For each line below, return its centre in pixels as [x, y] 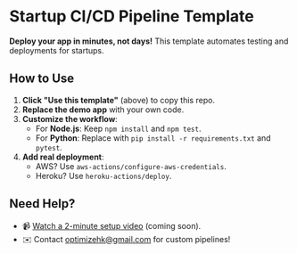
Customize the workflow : [70, 118]
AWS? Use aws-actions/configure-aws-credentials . [131, 166]
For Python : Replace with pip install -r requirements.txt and [153, 138]
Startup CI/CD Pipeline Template [132, 16]
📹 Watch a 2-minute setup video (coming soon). [111, 225]
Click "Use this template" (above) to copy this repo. [119, 100]
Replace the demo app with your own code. [103, 110]
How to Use [42, 79]
